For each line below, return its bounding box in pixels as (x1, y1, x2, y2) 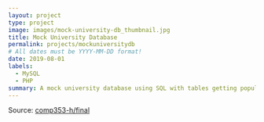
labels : (8, 63, 34, 70)
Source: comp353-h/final (8, 106, 90, 115)
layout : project (8, 11, 61, 20)
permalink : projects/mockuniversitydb (8, 41, 135, 48)
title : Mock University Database (8, 33, 118, 41)
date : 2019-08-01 (8, 56, 65, 63)
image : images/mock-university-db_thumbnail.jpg (8, 26, 170, 34)
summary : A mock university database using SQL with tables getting (8, 84, 237, 92)
